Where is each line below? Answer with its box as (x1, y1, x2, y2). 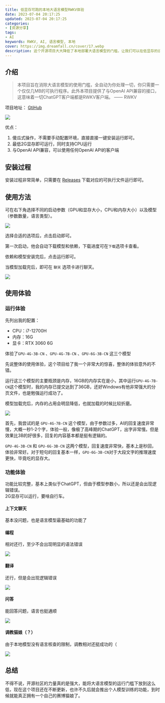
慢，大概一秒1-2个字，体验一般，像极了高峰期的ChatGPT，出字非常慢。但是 (5, 426, 159, 432)
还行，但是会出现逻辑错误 (5, 574, 57, 580)
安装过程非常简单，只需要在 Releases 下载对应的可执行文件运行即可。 (5, 177, 146, 183)
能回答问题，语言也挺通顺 (5, 608, 57, 614)
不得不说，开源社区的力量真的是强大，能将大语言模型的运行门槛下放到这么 (5, 680, 156, 686)
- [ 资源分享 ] (5, 26, 29, 31)
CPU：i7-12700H (12, 328, 47, 334)
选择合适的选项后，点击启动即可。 (5, 233, 74, 238)
